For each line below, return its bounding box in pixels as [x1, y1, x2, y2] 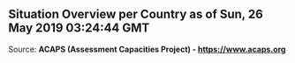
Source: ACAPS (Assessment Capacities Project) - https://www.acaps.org [8, 44, 286, 54]
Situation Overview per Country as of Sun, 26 [8, 7, 264, 22]
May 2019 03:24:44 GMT [8, 21, 150, 36]
